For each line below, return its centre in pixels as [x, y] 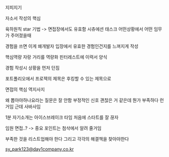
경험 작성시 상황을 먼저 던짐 [33, 68]
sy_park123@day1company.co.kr [39, 149]
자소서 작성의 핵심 [23, 18]
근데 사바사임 [27, 106]
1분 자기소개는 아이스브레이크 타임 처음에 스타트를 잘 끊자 [62, 117]
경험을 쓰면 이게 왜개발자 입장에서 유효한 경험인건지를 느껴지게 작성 [72, 46]
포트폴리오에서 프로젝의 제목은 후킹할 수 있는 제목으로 [58, 78]
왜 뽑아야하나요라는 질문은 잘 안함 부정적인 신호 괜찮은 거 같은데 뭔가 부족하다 [82, 100]
